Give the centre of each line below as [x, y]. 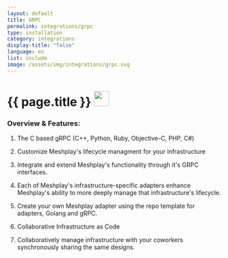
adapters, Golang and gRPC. [57, 213]
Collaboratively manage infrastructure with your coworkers [100, 240]
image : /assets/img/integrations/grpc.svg [68, 64]
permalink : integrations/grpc [50, 26]
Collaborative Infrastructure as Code [68, 226]
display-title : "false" [41, 45]
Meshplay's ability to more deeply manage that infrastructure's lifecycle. [119, 193]
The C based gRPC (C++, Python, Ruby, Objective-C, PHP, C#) [105, 139]
